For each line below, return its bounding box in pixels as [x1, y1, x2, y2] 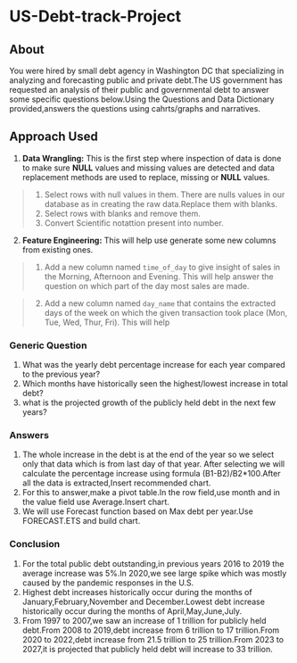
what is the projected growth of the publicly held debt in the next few [21, 397, 276, 408]
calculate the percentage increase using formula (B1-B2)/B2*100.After [21, 468, 281, 479]
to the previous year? [21, 369, 101, 380]
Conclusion [9, 538, 61, 551]
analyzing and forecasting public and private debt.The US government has [9, 75, 283, 86]
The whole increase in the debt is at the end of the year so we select [21, 449, 275, 460]
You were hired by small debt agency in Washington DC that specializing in [9, 65, 285, 76]
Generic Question [9, 339, 87, 352]
